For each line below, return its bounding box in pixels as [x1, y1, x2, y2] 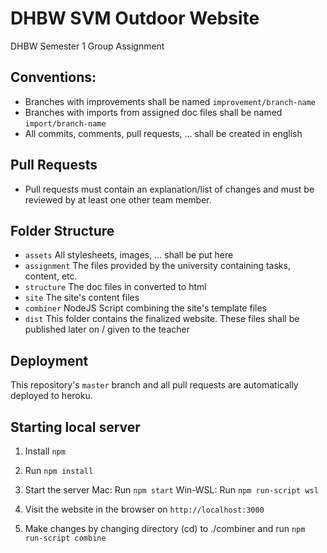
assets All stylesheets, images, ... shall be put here [24, 249, 234, 261]
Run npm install [24, 465, 94, 476]
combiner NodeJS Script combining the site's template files [24, 302, 267, 314]
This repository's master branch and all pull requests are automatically [10, 379, 299, 391]
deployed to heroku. [10, 390, 93, 402]
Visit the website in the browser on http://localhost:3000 [24, 503, 265, 515]
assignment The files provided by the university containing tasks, [24, 260, 291, 272]
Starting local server [10, 418, 141, 436]
